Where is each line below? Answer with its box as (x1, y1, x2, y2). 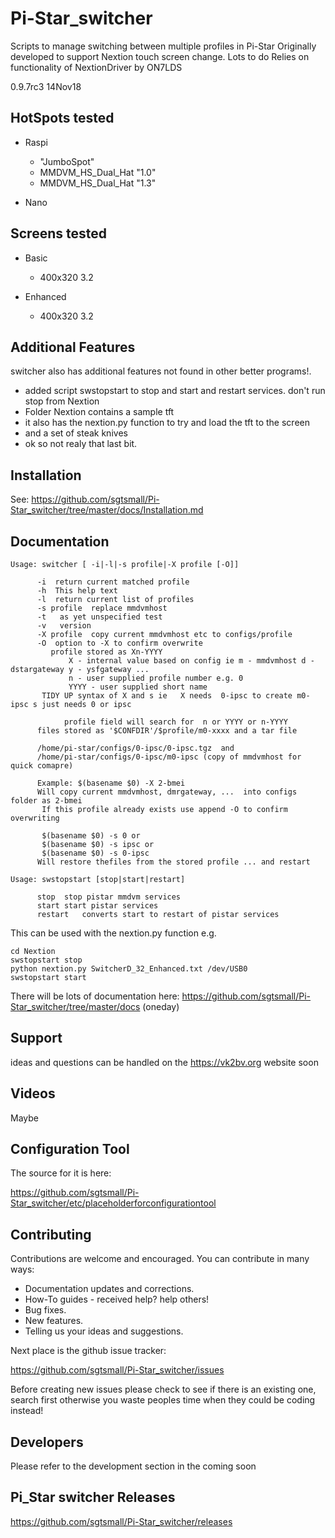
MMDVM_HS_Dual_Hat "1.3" (39, 177, 157, 189)
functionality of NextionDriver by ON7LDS (10, 61, 183, 73)
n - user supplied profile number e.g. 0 (68, 673, 244, 683)
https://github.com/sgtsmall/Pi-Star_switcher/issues (10, 1364, 225, 1376)
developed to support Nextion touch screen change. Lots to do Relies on (10, 50, 310, 62)
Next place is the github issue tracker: (10, 1345, 167, 1357)
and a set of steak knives (24, 427, 128, 439)
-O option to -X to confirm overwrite (36, 638, 203, 648)
